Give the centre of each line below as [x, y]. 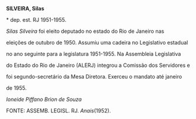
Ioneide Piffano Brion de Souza [44, 99]
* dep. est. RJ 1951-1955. [36, 20]
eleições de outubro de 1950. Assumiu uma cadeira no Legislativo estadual [97, 42]
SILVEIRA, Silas [25, 8]
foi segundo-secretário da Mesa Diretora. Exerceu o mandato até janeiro [94, 76]
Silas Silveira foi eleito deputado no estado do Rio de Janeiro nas [85, 31]
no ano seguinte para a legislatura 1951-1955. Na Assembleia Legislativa [94, 54]
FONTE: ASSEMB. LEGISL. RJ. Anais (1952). [58, 110]
